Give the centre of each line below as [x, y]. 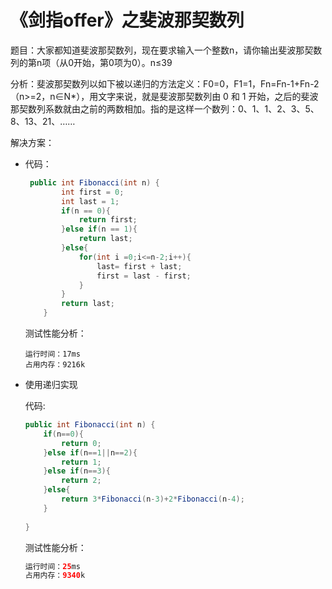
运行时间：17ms [52, 354]
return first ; [108, 220]
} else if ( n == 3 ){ [77, 471]
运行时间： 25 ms [52, 566]
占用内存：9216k [55, 365]
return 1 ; [81, 462]
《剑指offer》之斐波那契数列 [127, 20]
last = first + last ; [139, 266]
